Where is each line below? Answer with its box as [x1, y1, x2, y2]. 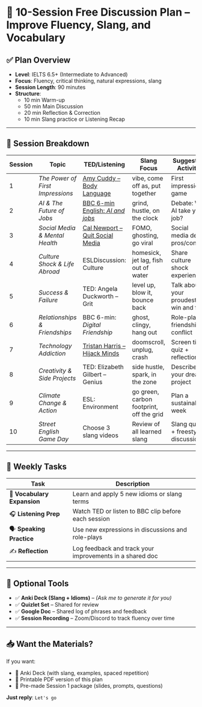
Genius [82, 378, 103, 386]
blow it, [132, 288, 153, 296]
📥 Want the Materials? [6, 638, 93, 649]
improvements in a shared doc [72, 551, 158, 560]
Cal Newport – [82, 224, 123, 232]
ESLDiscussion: [82, 256, 126, 264]
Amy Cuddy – [82, 174, 121, 182]
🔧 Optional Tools [6, 578, 69, 589]
